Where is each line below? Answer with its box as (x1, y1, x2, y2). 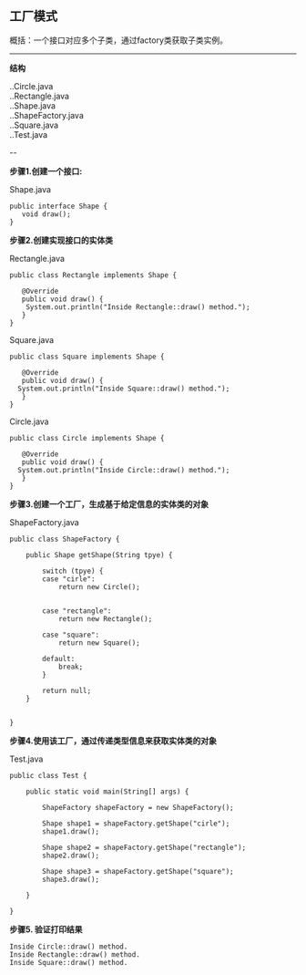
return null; (42, 686, 92, 695)
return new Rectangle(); (57, 614, 153, 623)
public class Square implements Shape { (9, 352, 166, 361)
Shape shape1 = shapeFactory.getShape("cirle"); (42, 819, 230, 828)
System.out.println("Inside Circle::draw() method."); (17, 465, 230, 474)
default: (42, 654, 76, 663)
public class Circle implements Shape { (9, 433, 166, 442)
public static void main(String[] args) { (25, 787, 189, 796)
